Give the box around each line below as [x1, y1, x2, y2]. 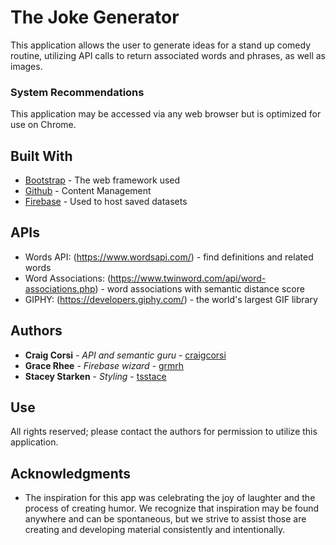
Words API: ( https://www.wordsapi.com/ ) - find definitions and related [24, 251, 314, 263]
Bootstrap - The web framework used [24, 174, 181, 186]
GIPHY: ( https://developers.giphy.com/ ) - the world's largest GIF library [24, 293, 318, 305]
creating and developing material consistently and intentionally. [24, 524, 286, 536]
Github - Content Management [24, 185, 152, 197]
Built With [10, 147, 73, 165]
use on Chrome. [10, 119, 77, 131]
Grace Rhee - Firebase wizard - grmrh [24, 359, 185, 371]
